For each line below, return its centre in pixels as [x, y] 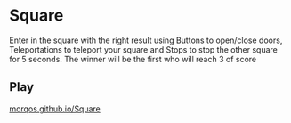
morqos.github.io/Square [55, 109]
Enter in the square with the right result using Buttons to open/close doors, [146, 40]
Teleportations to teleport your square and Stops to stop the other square [143, 49]
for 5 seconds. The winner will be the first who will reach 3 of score [133, 59]
